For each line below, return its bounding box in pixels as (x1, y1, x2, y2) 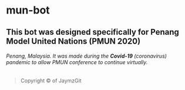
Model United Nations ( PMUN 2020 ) (6, 36, 141, 46)
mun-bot (6, 4, 50, 17)
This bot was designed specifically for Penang (6, 27, 179, 37)
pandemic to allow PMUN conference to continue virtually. (6, 59, 148, 66)
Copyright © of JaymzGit (20, 77, 82, 84)
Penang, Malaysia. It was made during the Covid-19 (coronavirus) (6, 52, 167, 59)
